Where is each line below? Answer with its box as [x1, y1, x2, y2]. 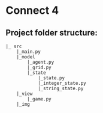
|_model [16, 54, 35, 60]
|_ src [5, 43, 22, 49]
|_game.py [27, 96, 51, 102]
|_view [16, 91, 33, 97]
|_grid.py [27, 64, 51, 70]
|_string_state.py [37, 85, 84, 91]
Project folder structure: [5, 28, 98, 38]
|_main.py [16, 49, 41, 55]
